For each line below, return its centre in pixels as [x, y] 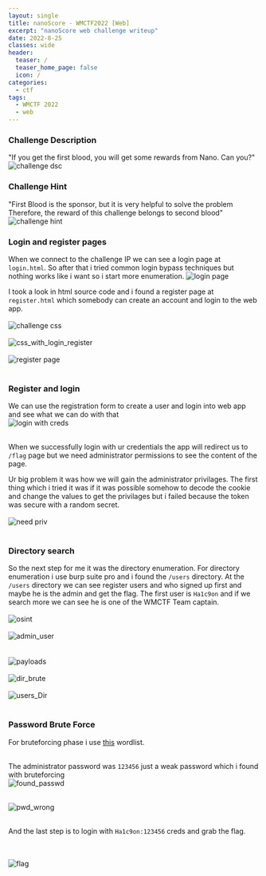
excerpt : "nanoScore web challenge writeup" [83, 30]
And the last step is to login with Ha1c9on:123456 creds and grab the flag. [127, 830]
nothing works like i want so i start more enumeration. [96, 275]
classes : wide [32, 46]
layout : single [33, 16]
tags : [17, 97]
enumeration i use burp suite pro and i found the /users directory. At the [127, 577]
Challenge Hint [38, 187]
